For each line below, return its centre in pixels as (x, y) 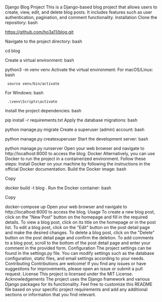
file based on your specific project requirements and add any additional (76, 289)
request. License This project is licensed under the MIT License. (69, 274)
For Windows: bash (24, 93)
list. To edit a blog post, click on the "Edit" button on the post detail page (78, 227)
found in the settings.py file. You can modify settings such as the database (80, 253)
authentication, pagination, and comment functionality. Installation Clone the (81, 17)
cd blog (13, 51)
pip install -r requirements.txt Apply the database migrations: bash (71, 120)
